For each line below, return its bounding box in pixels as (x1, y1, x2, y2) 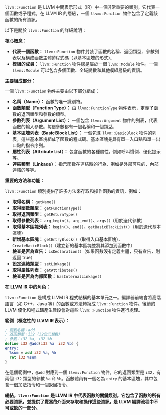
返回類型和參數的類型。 (21, 111, 69, 117)
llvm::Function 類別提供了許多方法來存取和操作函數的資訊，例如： (5, 188, 142, 194)
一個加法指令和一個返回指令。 (9, 382, 70, 388)
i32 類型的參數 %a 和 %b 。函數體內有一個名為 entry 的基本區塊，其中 (14, 376, 154, 381)
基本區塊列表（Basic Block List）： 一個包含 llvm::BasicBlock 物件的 (12, 130, 152, 136)
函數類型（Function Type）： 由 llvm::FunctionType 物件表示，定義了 (12, 105, 154, 111)
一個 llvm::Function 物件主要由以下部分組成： (5, 88, 100, 94)
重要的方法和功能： (5, 178, 45, 183)
